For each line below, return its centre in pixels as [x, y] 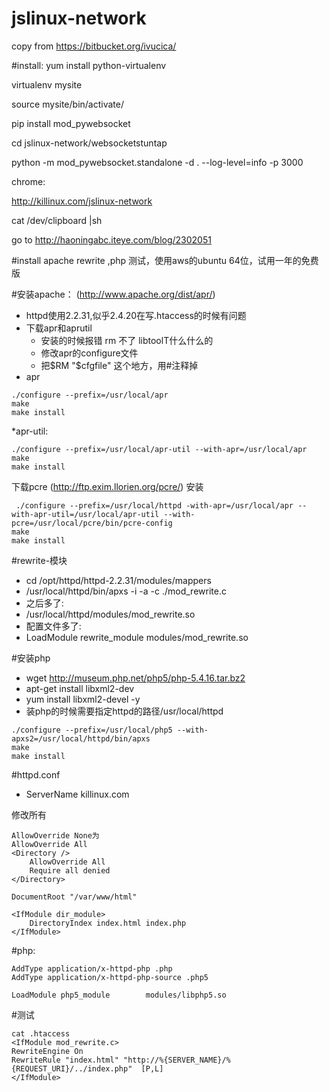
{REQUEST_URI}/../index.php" [72, 1068]
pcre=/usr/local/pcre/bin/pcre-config [92, 523]
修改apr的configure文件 [89, 353]
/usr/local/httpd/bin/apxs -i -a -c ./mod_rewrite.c [126, 591]
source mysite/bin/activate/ [67, 104]
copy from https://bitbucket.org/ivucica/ [94, 46]
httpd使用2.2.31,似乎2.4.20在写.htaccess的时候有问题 [136, 315]
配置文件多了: [53, 626]
